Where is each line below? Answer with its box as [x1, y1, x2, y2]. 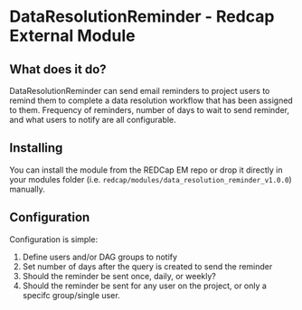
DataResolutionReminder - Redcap [9, 6, 275, 27]
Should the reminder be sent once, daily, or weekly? [22, 270, 217, 281]
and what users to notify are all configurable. [9, 115, 176, 125]
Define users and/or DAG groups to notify [22, 251, 178, 262]
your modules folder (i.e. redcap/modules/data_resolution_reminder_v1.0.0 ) [9, 174, 292, 184]
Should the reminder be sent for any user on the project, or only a [22, 280, 267, 291]
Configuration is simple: [9, 233, 98, 245]
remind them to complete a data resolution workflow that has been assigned [9, 95, 294, 106]
